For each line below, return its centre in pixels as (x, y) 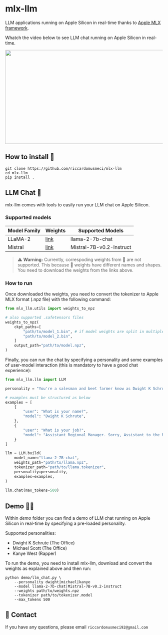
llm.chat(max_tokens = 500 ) (32, 491)
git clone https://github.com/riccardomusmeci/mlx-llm (63, 168)
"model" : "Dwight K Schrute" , (54, 416)
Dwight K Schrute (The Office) (43, 543)
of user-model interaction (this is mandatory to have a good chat (72, 365)
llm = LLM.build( (23, 453)
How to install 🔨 (30, 157)
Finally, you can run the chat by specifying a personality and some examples (84, 360)
